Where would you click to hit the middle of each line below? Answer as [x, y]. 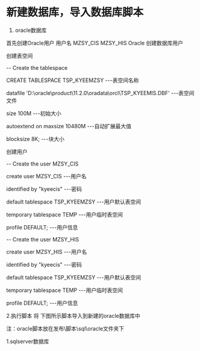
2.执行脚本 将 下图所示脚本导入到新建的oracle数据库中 [73, 315]
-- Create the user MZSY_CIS [42, 164]
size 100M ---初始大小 [34, 113]
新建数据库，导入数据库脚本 [75, 12]
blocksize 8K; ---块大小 [35, 138]
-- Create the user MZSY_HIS [43, 239]
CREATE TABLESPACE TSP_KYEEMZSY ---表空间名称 [73, 80]
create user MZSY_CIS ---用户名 [46, 176]
